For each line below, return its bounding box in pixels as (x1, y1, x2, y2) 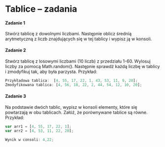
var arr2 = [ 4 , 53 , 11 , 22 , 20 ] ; (5, 128, 74, 133)
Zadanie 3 (5, 93, 26, 99)
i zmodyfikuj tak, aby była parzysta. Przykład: (5, 69, 98, 74)
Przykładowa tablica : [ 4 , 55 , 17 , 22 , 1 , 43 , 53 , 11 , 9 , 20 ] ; (5, 78, 138, 83)
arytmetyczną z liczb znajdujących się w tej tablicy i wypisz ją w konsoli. (5, 36, 152, 42)
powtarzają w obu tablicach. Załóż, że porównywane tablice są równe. (5, 109, 148, 115)
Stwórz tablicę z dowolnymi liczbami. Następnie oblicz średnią (5, 31, 132, 37)
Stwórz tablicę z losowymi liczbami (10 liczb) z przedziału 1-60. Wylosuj (5, 58, 151, 64)
